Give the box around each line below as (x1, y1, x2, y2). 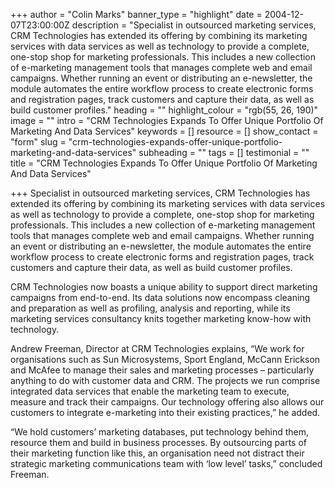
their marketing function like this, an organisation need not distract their (10, 447, 305, 459)
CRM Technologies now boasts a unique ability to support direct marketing (10, 281, 318, 293)
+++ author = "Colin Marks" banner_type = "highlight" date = (10, 9, 263, 20)
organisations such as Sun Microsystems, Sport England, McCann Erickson (10, 354, 321, 365)
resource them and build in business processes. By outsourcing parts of (10, 437, 308, 448)
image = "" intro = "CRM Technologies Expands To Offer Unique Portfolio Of (10, 115, 324, 126)
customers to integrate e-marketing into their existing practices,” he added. (10, 407, 321, 418)
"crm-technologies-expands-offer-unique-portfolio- (68, 136, 283, 148)
